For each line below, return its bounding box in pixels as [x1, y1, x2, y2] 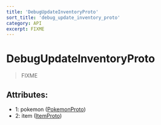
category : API [6, 20, 42, 26]
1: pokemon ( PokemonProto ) [15, 106, 86, 113]
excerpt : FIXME [6, 25, 45, 32]
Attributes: [6, 89, 48, 100]
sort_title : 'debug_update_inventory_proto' [6, 15, 120, 21]
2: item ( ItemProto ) [15, 112, 62, 119]
